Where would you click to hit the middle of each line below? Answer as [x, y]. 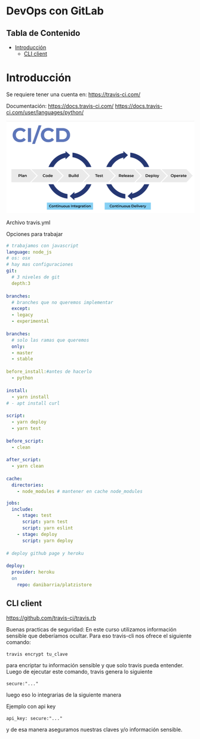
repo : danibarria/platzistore [55, 585]
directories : [28, 485]
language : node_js [29, 252]
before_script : [25, 441]
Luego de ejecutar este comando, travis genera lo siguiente [79, 671]
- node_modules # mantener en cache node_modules [80, 491]
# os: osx [19, 258]
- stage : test [34, 516]
